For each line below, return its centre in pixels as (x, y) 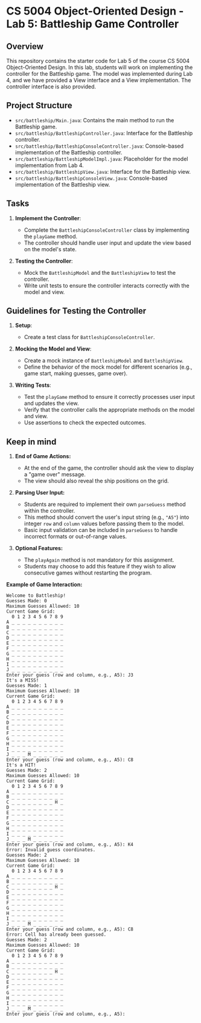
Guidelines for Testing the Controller (76, 311)
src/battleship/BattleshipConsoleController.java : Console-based (99, 146)
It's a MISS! (23, 680)
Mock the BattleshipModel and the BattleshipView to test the (100, 272)
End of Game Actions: (43, 456)
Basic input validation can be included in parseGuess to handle (101, 530)
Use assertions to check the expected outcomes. (85, 423)
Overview (25, 46)
